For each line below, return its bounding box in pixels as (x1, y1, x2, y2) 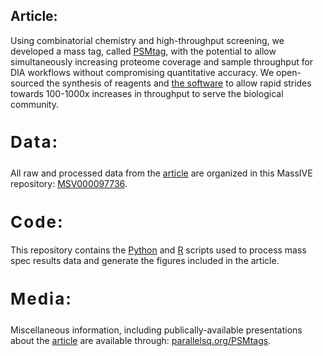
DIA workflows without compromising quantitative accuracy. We (10, 66, 275, 78)
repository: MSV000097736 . (10, 178, 128, 190)
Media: (10, 288, 73, 309)
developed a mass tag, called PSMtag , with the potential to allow (10, 45, 277, 57)
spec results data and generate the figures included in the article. (10, 255, 280, 267)
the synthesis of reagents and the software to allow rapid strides (46, 77, 312, 89)
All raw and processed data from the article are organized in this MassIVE (10, 167, 313, 179)
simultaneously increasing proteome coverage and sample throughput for (10, 55, 314, 68)
